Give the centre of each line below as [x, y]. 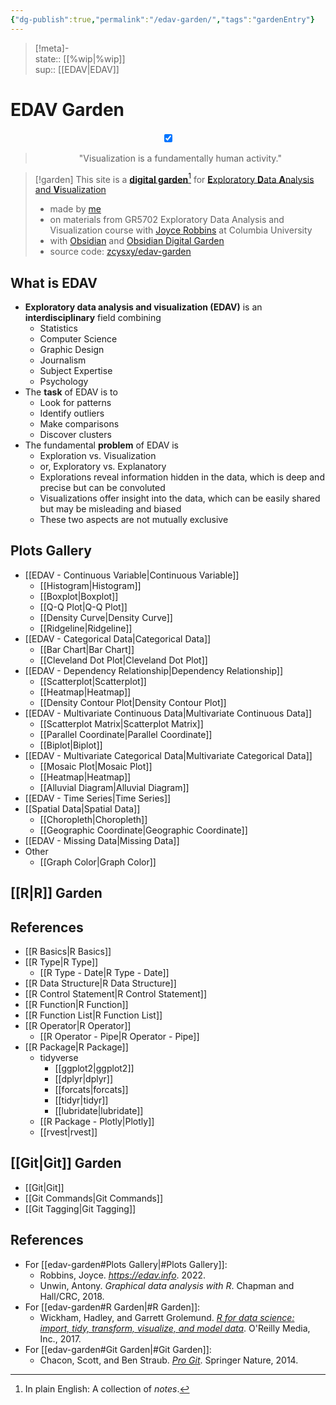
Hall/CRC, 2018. [72, 1296]
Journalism [63, 360]
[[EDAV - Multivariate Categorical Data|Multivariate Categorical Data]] [168, 755]
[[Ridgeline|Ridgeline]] [86, 628]
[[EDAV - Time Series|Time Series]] [98, 798]
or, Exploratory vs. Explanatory [103, 467]
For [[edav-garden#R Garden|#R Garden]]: [112, 1307]
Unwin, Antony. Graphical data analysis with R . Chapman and [167, 1285]
